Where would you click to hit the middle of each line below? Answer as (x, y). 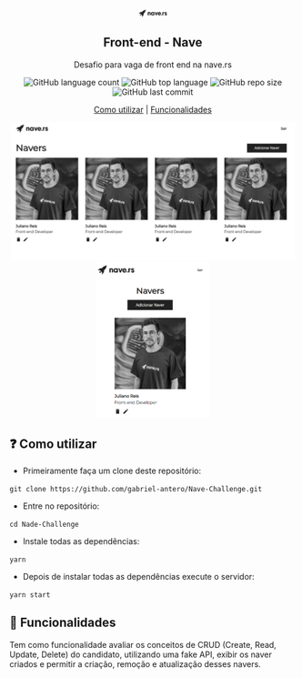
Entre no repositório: (61, 506)
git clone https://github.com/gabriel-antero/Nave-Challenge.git (136, 489)
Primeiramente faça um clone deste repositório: (112, 471)
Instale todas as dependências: (81, 541)
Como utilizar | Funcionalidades (153, 109)
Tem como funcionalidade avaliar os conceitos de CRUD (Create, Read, (143, 644)
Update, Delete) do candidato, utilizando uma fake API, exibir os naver (141, 654)
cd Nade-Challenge (44, 524)
